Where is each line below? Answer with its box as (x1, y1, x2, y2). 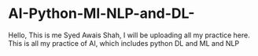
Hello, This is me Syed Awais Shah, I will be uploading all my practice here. (8, 30, 250, 40)
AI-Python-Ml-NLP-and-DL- (8, 5, 195, 23)
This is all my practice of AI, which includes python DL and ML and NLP (8, 38, 240, 47)
